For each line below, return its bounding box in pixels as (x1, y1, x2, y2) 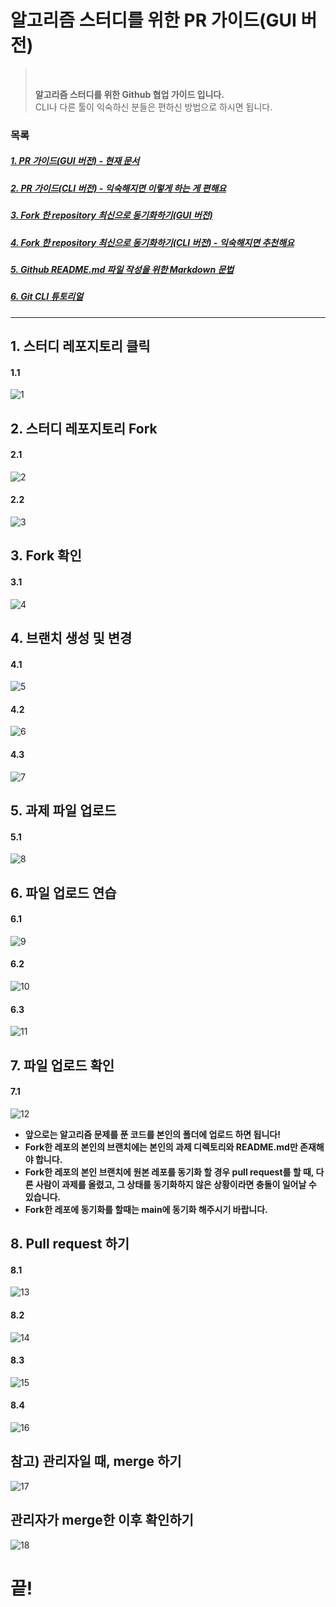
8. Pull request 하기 (10, 1236, 130, 1253)
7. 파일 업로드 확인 (10, 1057, 115, 1074)
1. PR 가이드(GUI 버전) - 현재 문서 (10, 155, 140, 167)
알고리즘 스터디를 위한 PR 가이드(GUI (10, 9, 297, 32)
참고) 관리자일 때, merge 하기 (10, 1453, 182, 1470)
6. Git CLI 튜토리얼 (10, 291, 84, 303)
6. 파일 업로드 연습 (10, 884, 117, 901)
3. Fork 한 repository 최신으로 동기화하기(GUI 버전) (10, 209, 213, 221)
